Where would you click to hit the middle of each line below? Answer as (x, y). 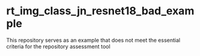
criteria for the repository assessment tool (58, 46)
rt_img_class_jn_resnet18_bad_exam (100, 11)
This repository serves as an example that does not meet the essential (93, 40)
